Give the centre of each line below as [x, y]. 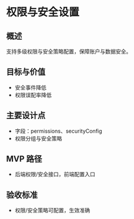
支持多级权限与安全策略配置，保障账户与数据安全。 [69, 51]
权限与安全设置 [43, 12]
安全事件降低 [30, 87]
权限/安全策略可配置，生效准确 [52, 210]
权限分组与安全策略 [38, 138]
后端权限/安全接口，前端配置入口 [55, 174]
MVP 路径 [24, 159]
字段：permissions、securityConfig [58, 131]
